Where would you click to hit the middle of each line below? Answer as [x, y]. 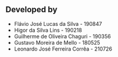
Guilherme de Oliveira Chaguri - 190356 [63, 36]
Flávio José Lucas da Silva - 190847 [58, 24]
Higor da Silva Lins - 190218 [48, 30]
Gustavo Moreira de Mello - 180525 [57, 42]
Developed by [32, 10]
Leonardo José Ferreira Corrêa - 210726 [63, 49]
